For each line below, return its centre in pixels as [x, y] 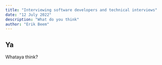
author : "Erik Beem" [28, 24]
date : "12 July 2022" [29, 15]
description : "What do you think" [42, 19]
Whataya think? [22, 57]
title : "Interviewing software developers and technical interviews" [82, 10]
